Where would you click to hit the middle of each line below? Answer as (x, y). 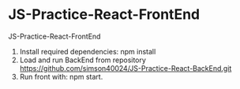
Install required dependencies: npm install (88, 51)
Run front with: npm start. (61, 76)
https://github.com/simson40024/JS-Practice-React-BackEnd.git (126, 68)
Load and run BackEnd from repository (82, 60)
